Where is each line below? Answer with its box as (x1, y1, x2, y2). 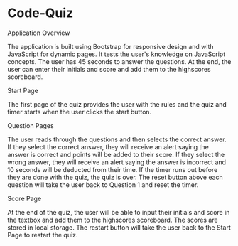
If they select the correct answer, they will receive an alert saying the (7, 142, 210, 151)
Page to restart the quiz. (7, 230, 78, 239)
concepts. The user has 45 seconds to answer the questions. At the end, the (7, 57, 232, 65)
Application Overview (7, 28, 70, 37)
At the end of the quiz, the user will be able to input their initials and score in (7, 208, 230, 216)
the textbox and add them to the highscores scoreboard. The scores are (7, 215, 218, 224)
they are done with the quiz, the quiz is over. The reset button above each (7, 173, 224, 181)
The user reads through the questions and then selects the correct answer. (7, 135, 227, 144)
